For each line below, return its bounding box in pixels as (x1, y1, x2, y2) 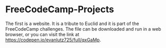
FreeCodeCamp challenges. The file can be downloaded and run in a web (5, 26, 161, 32)
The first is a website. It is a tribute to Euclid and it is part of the (5, 20, 139, 27)
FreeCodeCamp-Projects (5, 4, 114, 15)
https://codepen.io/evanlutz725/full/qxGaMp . (5, 37, 101, 43)
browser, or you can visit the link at (5, 31, 80, 37)
